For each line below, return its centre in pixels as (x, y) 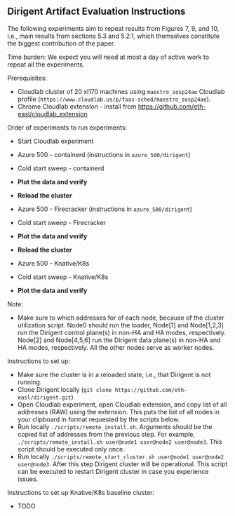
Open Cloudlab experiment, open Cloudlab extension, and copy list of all (122, 404)
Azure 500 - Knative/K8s (53, 263)
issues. (28, 479)
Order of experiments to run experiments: (67, 127)
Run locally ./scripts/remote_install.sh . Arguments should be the (115, 426)
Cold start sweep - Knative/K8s (63, 277)
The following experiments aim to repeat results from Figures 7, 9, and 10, (113, 28)
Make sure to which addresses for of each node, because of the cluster (121, 318)
